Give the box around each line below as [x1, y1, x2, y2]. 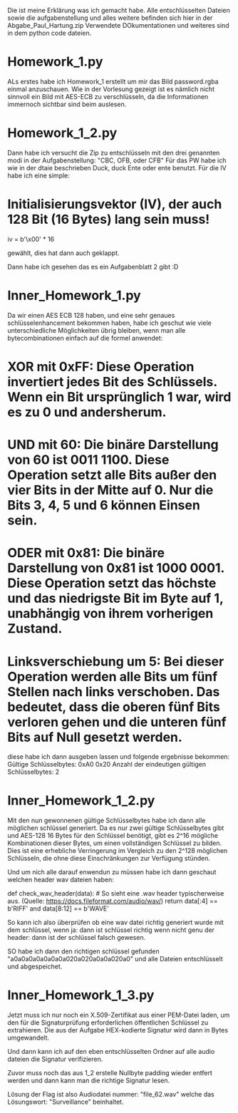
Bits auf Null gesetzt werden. [7, 729, 183, 745]
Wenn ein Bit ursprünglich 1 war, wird [7, 388, 232, 405]
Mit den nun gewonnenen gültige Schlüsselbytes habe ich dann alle [7, 816, 206, 825]
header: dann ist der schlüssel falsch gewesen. [7, 933, 146, 942]
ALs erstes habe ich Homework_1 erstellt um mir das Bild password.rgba [7, 77, 219, 86]
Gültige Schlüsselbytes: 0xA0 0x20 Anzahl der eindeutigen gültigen [7, 760, 207, 769]
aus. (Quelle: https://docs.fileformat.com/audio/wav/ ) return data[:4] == [7, 897, 219, 906]
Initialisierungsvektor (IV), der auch [7, 196, 222, 212]
